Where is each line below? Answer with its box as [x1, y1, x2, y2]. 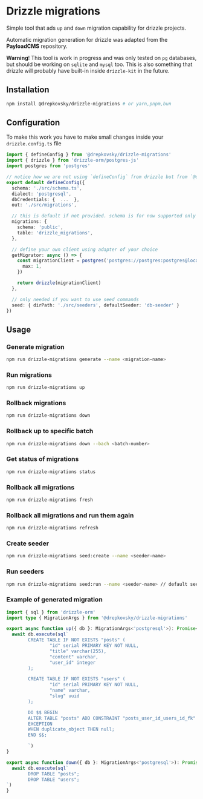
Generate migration [6, 342, 65, 351]
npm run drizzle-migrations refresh [6, 525, 98, 531]
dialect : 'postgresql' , [11, 191, 71, 197]
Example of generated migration [6, 595, 103, 604]
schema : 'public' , [17, 224, 63, 231]
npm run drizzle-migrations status [6, 468, 96, 475]
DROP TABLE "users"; [28, 777, 80, 783]
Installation [6, 85, 50, 95]
